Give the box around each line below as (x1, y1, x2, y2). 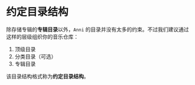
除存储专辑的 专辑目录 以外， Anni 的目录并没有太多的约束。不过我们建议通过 (6, 26, 189, 33)
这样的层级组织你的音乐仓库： (6, 33, 79, 40)
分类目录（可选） (14, 53, 57, 60)
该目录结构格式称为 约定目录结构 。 (6, 73, 89, 80)
